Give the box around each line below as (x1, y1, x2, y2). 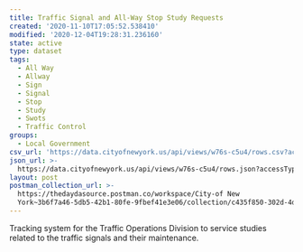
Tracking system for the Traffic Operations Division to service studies (9, 222, 268, 233)
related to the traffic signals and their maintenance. (9, 232, 199, 243)
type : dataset (9, 47, 63, 56)
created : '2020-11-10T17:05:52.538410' (9, 22, 160, 31)
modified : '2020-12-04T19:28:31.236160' (9, 30, 164, 39)
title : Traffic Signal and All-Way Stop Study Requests (9, 13, 224, 23)
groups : (9, 131, 39, 140)
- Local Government (17, 139, 91, 148)
